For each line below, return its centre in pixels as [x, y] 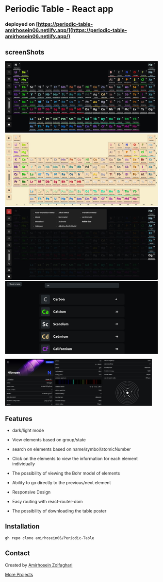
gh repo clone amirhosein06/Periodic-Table [50, 538]
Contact [17, 553]
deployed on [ [22, 24]
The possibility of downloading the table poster [59, 511]
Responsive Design [31, 492]
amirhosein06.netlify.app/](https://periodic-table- [66, 30]
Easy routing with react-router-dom [48, 502]
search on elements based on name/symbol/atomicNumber [71, 449]
